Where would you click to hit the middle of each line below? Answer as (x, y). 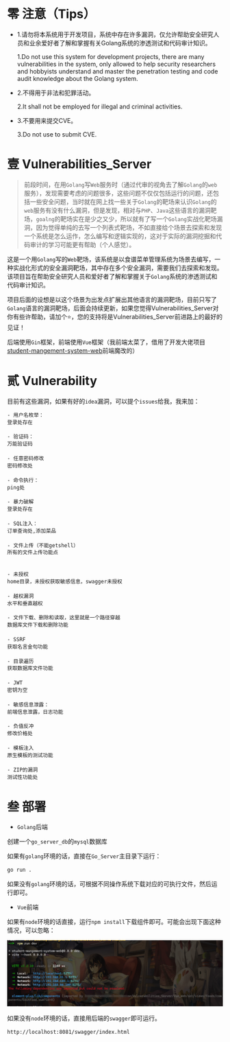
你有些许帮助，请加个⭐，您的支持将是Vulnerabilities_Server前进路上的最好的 (115, 316)
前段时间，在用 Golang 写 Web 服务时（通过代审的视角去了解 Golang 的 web (120, 184)
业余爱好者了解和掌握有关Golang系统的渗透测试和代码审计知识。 (120, 43)
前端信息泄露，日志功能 (35, 712)
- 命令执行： (23, 480)
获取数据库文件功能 (30, 669)
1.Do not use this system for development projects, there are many (111, 56)
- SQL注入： (23, 523)
